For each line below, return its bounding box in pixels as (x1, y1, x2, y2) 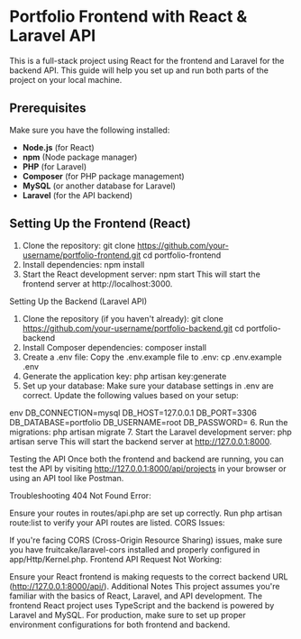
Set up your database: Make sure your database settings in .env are (22, 380, 275, 391)
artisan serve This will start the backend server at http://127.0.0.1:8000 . (9, 435, 272, 447)
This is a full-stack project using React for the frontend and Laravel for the (9, 55, 285, 66)
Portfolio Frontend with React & (9, 6, 248, 27)
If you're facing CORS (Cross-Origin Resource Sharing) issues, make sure (9, 534, 283, 545)
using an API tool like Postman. (9, 472, 124, 483)
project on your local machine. (9, 74, 123, 85)
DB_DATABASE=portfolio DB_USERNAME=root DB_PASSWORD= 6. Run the (9, 416, 288, 427)
